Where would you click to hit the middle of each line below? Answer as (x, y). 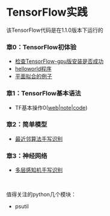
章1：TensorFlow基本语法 (44, 94)
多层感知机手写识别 (39, 170)
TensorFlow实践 (47, 12)
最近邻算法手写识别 (39, 139)
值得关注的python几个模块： (41, 194)
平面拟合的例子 (33, 76)
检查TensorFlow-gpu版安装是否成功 (59, 61)
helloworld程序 (33, 69)
